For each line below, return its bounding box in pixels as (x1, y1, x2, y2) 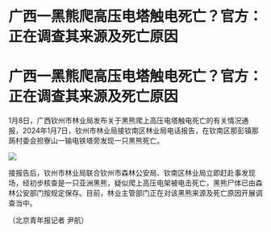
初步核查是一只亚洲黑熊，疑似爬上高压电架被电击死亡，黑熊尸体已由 (29, 178, 256, 188)
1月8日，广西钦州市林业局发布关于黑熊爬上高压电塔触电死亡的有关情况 (8, 116, 242, 126)
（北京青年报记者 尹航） (8, 215, 89, 226)
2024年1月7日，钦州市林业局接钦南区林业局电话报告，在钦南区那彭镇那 (22, 126, 260, 135)
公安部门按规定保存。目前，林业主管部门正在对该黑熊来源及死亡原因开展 (15, 188, 256, 198)
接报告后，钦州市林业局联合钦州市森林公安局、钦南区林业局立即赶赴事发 (8, 168, 248, 178)
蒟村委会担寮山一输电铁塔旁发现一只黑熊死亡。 (8, 136, 164, 146)
